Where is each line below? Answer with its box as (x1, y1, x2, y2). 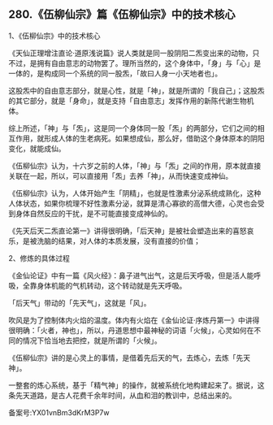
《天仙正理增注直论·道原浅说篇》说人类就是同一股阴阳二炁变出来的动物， (8, 48, 253, 58)
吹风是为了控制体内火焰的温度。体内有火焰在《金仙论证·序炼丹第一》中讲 (8, 315, 253, 325)
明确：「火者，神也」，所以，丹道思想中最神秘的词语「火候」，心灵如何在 (15, 325, 254, 335)
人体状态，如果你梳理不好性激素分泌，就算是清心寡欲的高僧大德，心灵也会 (8, 198, 258, 208)
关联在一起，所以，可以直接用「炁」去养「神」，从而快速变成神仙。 (8, 171, 233, 180)
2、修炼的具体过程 (8, 253, 71, 262)
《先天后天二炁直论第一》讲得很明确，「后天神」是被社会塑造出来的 (8, 226, 233, 236)
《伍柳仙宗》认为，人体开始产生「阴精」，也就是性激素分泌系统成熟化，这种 (8, 188, 262, 197)
